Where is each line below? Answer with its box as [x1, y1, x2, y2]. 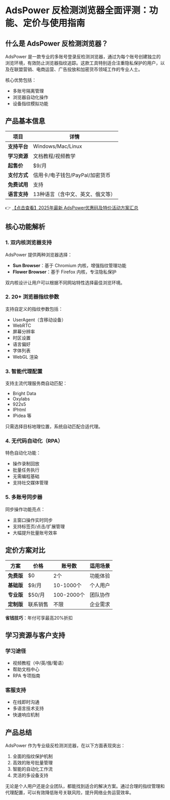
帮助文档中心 [12, 666, 39, 673]
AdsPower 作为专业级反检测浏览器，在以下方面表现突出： [5, 743, 125, 749]
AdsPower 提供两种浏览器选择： [5, 251, 72, 258]
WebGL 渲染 [12, 354, 38, 360]
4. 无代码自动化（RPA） [5, 437, 63, 444]
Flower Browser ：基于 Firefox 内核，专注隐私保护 [12, 269, 117, 275]
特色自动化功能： [5, 450, 41, 456]
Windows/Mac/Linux [33, 143, 82, 150]
